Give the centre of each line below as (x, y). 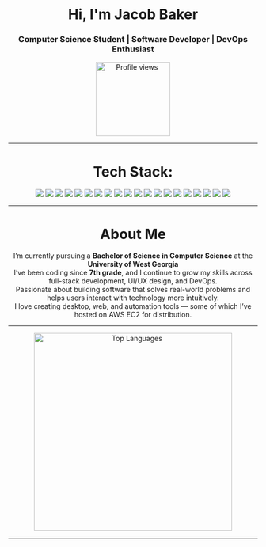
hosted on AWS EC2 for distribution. (133, 315)
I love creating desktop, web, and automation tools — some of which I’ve (133, 306)
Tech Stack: (133, 171)
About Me (133, 234)
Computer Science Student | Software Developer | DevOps (133, 40)
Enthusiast (133, 49)
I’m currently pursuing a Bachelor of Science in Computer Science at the (133, 256)
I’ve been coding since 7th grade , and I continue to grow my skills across (133, 273)
